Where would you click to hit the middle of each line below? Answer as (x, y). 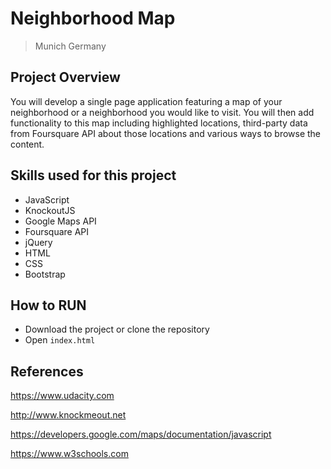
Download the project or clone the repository (117, 329)
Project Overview (65, 77)
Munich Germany (70, 46)
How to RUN (48, 305)
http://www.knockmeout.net (68, 415)
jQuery (38, 242)
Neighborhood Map (93, 18)
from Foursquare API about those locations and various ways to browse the (166, 133)
